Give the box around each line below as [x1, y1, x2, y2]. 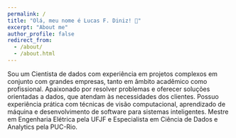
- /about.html [14, 51, 55, 58]
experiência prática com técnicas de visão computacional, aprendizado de [7, 100, 226, 108]
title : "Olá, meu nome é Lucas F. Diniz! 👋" [7, 17, 141, 24]
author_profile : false [7, 30, 75, 38]
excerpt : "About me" [7, 23, 69, 31]
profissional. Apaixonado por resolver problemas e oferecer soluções [7, 85, 210, 93]
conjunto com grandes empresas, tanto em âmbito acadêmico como [7, 77, 208, 85]
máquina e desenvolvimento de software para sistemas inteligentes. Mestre [7, 107, 229, 116]
